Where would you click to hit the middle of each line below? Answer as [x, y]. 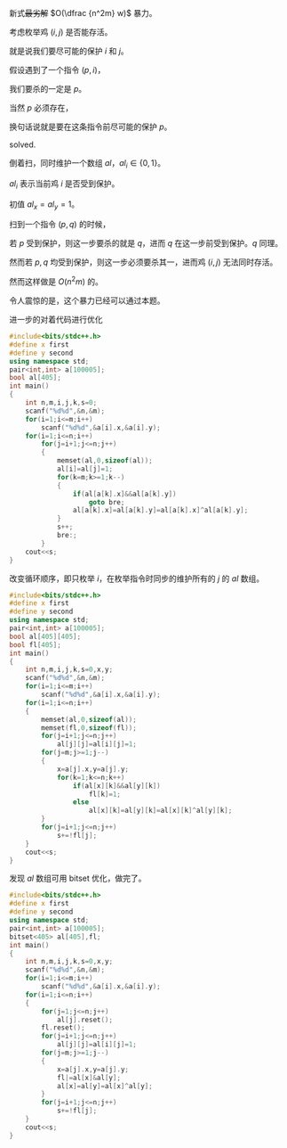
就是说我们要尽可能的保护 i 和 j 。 [69, 51]
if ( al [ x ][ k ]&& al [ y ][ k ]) [117, 786]
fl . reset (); [64, 1028]
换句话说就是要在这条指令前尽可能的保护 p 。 [91, 127]
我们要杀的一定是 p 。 [48, 89]
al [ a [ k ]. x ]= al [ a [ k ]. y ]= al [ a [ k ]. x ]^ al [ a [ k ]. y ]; [160, 511]
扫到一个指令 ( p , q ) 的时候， [60, 225]
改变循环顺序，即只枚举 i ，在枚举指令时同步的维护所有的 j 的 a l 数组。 [137, 578]
